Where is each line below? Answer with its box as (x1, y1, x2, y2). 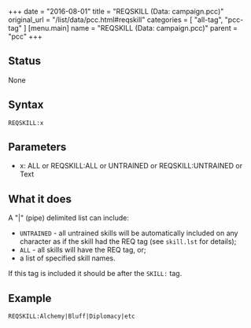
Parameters (8, 141, 67, 154)
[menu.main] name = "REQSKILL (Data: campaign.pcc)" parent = (28, 24, 238, 32)
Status (8, 54, 42, 68)
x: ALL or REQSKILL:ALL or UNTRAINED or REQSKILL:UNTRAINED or (19, 161, 242, 171)
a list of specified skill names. (19, 253, 116, 263)
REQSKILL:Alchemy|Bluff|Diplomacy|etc (8, 312, 135, 321)
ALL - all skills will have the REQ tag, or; (19, 245, 146, 255)
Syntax (8, 98, 44, 112)
